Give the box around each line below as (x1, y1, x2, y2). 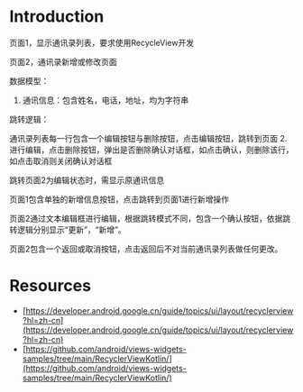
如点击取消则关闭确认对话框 (9, 155, 113, 166)
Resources (9, 276, 92, 296)
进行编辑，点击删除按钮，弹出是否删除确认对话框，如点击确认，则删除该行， (9, 144, 294, 155)
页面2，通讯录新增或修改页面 (9, 56, 117, 67)
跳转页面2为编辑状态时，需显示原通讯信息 (9, 174, 165, 186)
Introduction (9, 6, 105, 27)
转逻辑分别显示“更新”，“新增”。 (9, 223, 126, 235)
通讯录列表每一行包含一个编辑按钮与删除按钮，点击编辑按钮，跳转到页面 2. (9, 132, 288, 143)
